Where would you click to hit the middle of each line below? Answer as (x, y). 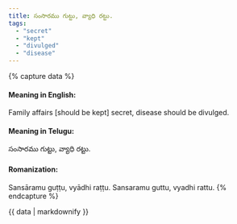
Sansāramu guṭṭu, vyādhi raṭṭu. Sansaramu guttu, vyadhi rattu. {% (118, 187)
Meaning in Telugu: (42, 131)
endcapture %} (33, 196)
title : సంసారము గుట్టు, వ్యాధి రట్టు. (61, 16)
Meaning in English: (42, 94)
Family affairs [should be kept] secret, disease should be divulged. (119, 113)
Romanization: (33, 169)
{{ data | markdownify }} (49, 211)
